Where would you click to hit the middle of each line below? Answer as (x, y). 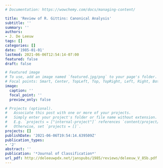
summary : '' (17, 27)
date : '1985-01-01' (25, 50)
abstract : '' (18, 149)
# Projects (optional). (29, 108)
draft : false (18, 64)
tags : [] (14, 41)
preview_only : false (30, 100)
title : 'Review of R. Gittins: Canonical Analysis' (58, 18)
